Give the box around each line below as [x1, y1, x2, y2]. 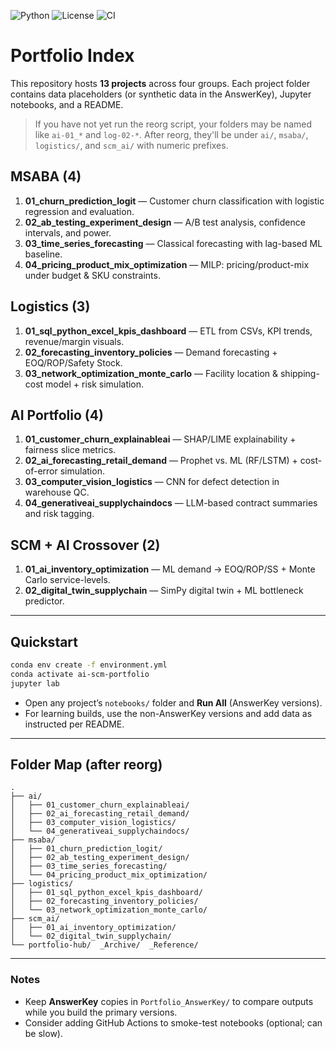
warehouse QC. [24, 486, 90, 499]
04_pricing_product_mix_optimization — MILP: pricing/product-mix [24, 258, 310, 270]
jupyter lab [10, 678, 60, 689]
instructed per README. [24, 718, 125, 730]
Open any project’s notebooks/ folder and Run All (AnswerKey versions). [24, 696, 323, 709]
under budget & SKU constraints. [24, 269, 161, 281]
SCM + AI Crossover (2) [10, 536, 161, 554]
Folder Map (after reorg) [10, 756, 163, 774]
